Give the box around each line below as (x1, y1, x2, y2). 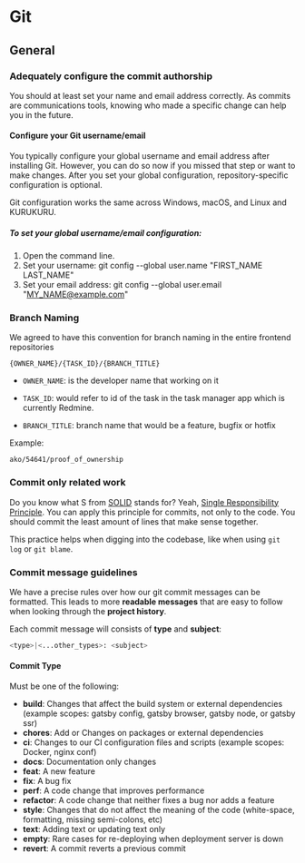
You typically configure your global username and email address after (9, 151, 271, 162)
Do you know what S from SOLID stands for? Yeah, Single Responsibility (9, 496, 280, 507)
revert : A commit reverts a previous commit (22, 843, 186, 854)
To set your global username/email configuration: (9, 227, 202, 238)
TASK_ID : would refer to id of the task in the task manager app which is (22, 393, 286, 404)
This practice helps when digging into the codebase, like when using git (9, 534, 281, 544)
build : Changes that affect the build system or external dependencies (22, 699, 283, 710)
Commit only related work (9, 476, 126, 489)
